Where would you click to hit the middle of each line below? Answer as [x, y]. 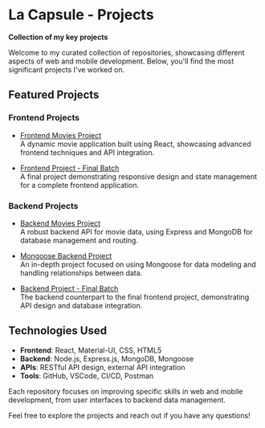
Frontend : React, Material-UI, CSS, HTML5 [91, 350]
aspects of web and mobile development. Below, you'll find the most [121, 61]
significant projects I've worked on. [67, 69]
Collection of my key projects [58, 37]
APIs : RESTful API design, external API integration [103, 367]
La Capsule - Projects [81, 15]
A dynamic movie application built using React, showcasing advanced [135, 144]
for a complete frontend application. [79, 185]
